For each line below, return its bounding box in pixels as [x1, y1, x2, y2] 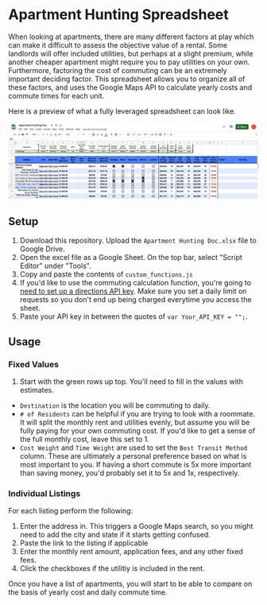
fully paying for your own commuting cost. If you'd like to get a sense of [19, 425, 256, 435]
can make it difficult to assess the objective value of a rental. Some [8, 40, 228, 49]
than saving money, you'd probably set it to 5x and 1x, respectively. [19, 467, 240, 478]
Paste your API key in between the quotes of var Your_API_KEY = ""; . [19, 312, 248, 321]
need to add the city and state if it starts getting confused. [19, 530, 211, 540]
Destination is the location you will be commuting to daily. [19, 400, 211, 410]
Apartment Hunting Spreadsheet [8, 6, 229, 24]
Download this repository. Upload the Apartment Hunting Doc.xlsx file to [19, 236, 257, 246]
